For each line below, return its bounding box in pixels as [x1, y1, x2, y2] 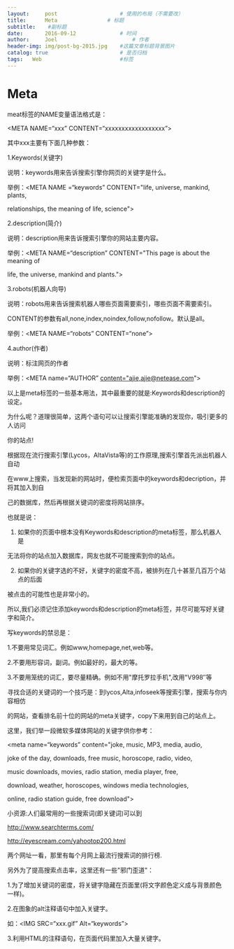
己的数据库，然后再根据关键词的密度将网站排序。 [7, 498, 148, 506]
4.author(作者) [7, 344, 49, 352]
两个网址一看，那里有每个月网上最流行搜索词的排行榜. [7, 851, 163, 859]
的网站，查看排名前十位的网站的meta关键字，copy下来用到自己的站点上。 [7, 711, 220, 719]
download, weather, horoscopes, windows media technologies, [7, 781, 189, 789]
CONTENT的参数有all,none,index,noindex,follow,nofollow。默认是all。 [7, 314, 208, 323]
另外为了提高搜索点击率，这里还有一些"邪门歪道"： [7, 866, 154, 874]
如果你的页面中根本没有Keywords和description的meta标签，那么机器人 [17, 528, 222, 536]
